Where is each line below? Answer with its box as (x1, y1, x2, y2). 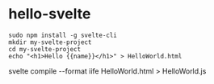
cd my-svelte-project (8, 45, 82, 53)
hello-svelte (8, 5, 91, 23)
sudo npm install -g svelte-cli (8, 31, 117, 39)
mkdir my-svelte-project (8, 38, 92, 46)
